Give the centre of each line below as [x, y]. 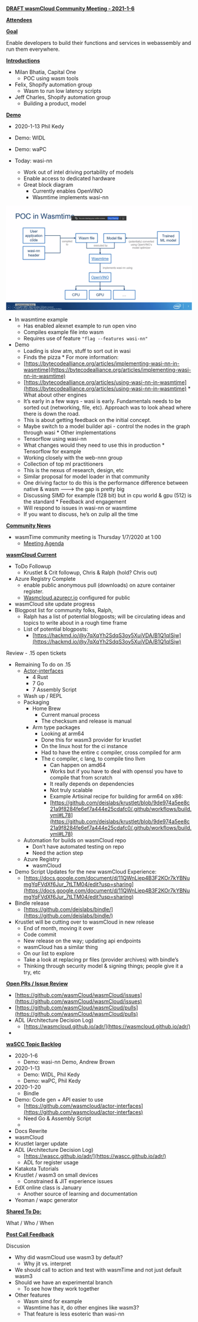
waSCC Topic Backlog [34, 1044]
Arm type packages [56, 727]
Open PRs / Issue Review [37, 983]
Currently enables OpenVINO [67, 191]
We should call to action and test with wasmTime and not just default [98, 1269]
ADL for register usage [51, 1162]
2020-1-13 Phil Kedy [39, 126]
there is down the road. [52, 414]
